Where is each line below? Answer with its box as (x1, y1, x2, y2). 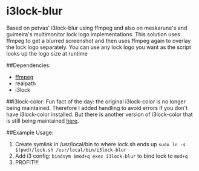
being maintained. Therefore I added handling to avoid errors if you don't (6, 104, 188, 111)
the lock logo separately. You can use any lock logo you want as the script (6, 44, 192, 51)
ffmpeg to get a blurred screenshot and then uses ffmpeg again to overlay (6, 37, 191, 44)
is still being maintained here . (6, 117, 80, 124)
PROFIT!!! (15, 158, 39, 166)
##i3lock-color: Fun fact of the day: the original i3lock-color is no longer (6, 98, 186, 105)
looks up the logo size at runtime (6, 50, 88, 57)
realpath (15, 80, 36, 87)
